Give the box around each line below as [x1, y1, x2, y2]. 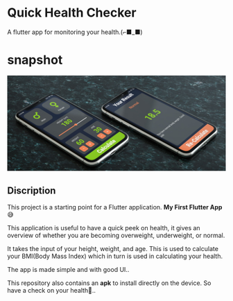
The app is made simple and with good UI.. [7, 266, 130, 274]
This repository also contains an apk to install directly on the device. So [7, 279, 212, 287]
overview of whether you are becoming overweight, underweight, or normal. [7, 231, 225, 240]
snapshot [7, 52, 63, 68]
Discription [7, 184, 56, 196]
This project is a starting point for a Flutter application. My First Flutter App [7, 203, 223, 212]
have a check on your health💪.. [7, 286, 96, 295]
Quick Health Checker [7, 5, 137, 21]
